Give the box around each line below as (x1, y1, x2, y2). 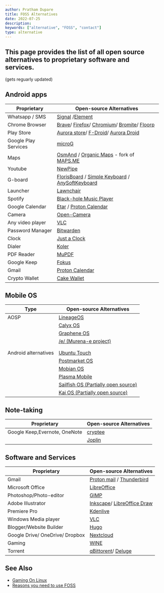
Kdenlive (89, 508, 110, 515)
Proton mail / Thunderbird (89, 476, 149, 483)
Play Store (7, 129, 31, 136)
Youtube (7, 165, 27, 172)
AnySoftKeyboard (57, 179, 98, 186)
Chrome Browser (7, 121, 46, 128)
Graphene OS (58, 330, 90, 337)
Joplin (87, 436, 102, 443)
